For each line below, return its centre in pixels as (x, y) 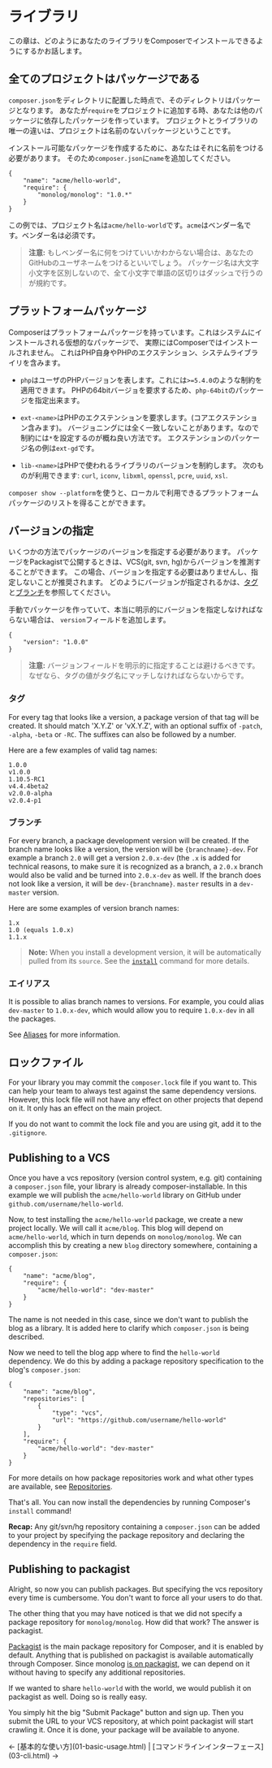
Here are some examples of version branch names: (94, 908)
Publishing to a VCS (59, 1158)
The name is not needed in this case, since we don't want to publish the (129, 1319)
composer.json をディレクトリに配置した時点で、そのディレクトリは (121, 100)
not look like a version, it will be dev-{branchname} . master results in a (123, 883)
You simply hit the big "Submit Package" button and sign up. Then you (126, 1712)
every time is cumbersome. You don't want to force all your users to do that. (136, 1597)
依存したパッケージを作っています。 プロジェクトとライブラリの (151, 120)
